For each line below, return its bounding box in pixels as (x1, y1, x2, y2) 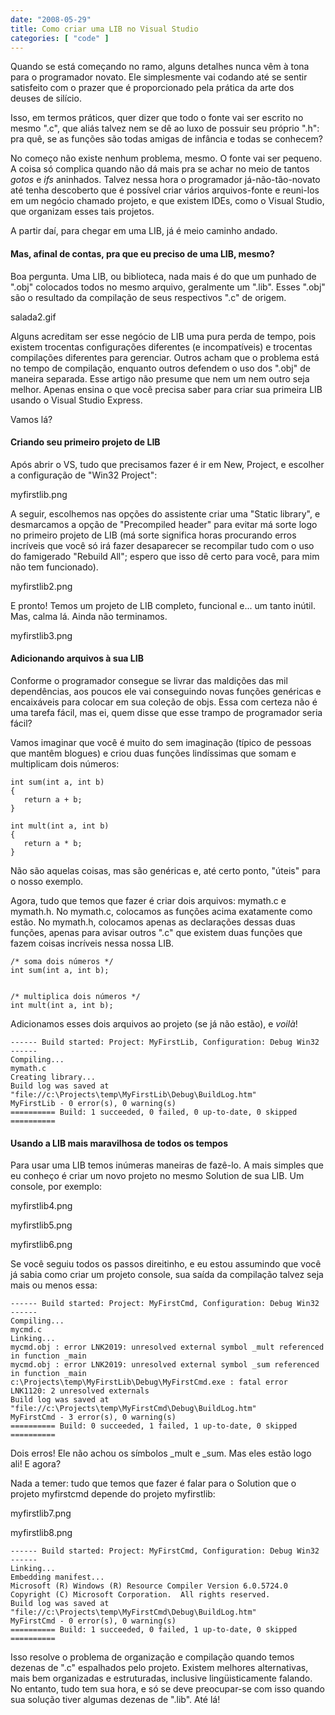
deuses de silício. (10, 92, 82, 105)
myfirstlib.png (10, 488, 68, 500)
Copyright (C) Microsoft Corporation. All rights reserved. (10, 1590, 271, 1600)
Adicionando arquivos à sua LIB (10, 652, 144, 665)
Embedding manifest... (10, 1572, 105, 1583)
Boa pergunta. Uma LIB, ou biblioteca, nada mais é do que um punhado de (10, 270, 317, 282)
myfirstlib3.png (10, 629, 73, 641)
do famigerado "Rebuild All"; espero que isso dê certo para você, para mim (10, 550, 320, 562)
